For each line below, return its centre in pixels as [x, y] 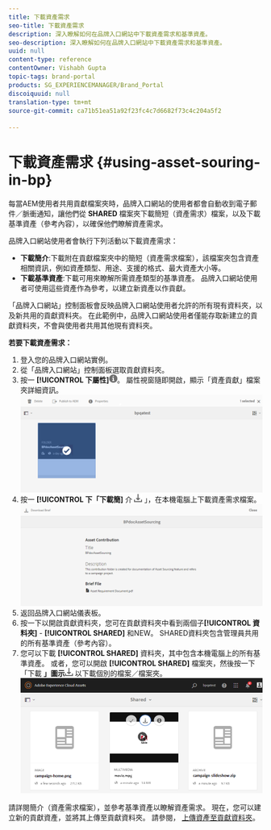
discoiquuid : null [39, 94]
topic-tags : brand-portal [52, 77]
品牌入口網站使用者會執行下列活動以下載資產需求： [93, 241]
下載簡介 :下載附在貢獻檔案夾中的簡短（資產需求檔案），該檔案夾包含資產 [140, 258]
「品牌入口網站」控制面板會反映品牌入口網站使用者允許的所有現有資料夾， [132, 306]
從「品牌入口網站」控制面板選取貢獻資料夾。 [94, 370]
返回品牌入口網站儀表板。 [63, 613]
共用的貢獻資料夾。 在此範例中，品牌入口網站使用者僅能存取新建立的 [136, 315]
